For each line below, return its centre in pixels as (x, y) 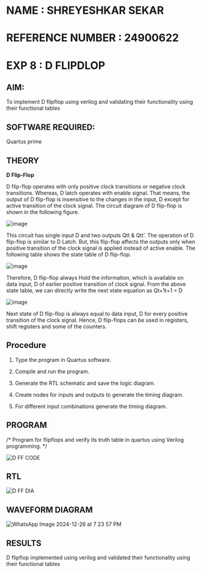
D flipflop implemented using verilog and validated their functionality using (98, 558)
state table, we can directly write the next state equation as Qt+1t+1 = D (94, 291)
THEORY (23, 161)
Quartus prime (24, 142)
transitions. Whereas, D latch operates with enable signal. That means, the (98, 193)
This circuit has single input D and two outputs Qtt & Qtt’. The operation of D (100, 235)
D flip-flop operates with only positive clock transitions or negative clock (96, 186)
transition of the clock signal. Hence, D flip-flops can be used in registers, (97, 320)
